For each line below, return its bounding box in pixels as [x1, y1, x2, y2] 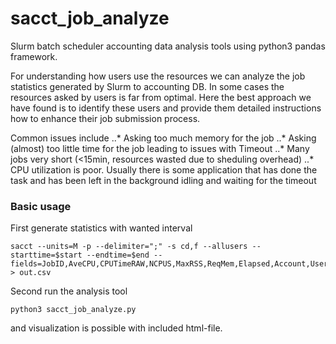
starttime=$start [10, 250, 83, 261]
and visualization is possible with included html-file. [10, 322, 223, 334]
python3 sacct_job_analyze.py [10, 305, 137, 315]
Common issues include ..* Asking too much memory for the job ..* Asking [10, 132, 317, 144]
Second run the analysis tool [10, 285, 128, 297]
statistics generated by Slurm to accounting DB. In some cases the [10, 80, 285, 92]
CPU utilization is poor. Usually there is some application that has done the [10, 163, 318, 176]
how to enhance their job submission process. [10, 112, 201, 124]
